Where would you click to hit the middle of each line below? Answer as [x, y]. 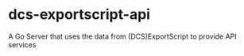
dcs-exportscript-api [79, 15]
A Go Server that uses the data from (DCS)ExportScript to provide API [122, 36]
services [22, 44]
